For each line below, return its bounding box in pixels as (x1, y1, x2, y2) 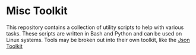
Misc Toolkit (6, 4, 68, 18)
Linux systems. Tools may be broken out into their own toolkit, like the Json (6, 36, 190, 43)
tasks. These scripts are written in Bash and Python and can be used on (6, 30, 182, 37)
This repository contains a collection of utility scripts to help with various (6, 24, 184, 31)
